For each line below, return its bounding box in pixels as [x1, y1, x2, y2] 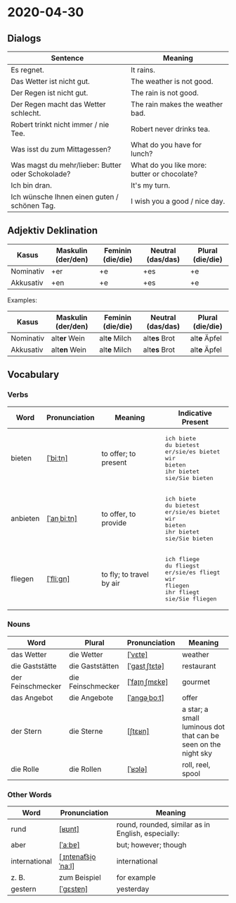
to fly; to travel [101, 570, 149, 579]
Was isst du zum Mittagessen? [11, 145, 111, 154]
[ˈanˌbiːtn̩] [46, 514, 78, 523]
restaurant [181, 661, 216, 670]
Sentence [51, 54, 84, 63]
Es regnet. [11, 65, 44, 75]
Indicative [178, 408, 212, 418]
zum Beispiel [58, 873, 102, 883]
